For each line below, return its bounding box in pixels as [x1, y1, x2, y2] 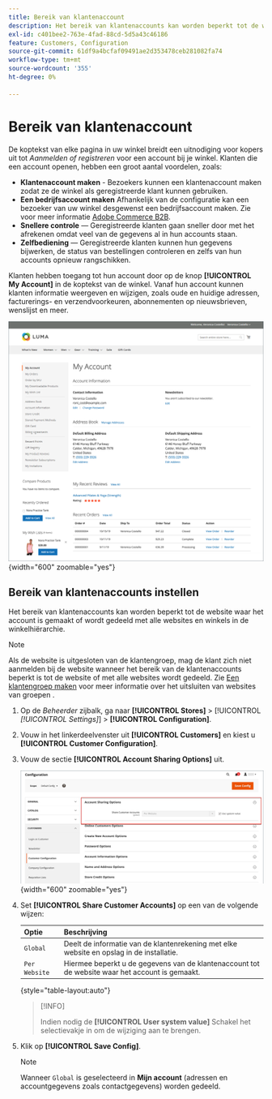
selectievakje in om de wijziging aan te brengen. [40, 1025, 201, 1035]
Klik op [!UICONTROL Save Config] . [19, 1041, 142, 1050]
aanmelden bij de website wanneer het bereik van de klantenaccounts [8, 664, 242, 674]
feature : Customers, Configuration [8, 39, 129, 47]
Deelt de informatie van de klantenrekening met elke [63, 938, 237, 948]
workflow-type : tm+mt [8, 56, 82, 64]
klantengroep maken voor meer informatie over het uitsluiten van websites [8, 681, 257, 691]
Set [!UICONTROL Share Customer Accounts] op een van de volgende [19, 900, 259, 910]
